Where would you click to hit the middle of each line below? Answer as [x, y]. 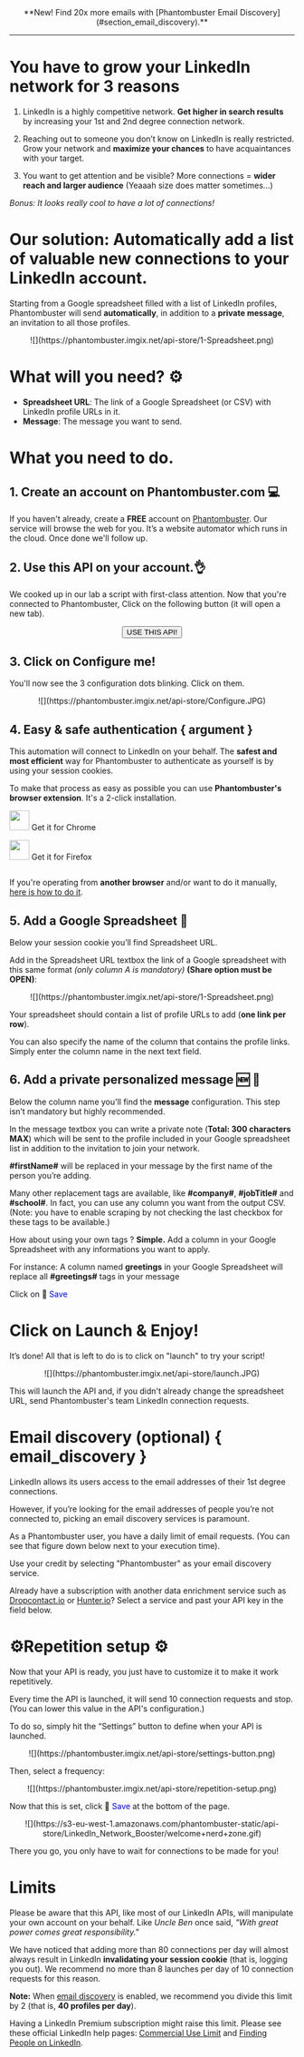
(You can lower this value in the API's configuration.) [107, 1709]
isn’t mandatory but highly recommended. [87, 1111]
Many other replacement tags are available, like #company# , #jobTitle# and [152, 1193]
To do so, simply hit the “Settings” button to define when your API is [136, 1726]
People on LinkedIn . [46, 2042]
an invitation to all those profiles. [70, 322]
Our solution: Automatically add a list [152, 240]
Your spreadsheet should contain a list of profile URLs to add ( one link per [148, 1014]
